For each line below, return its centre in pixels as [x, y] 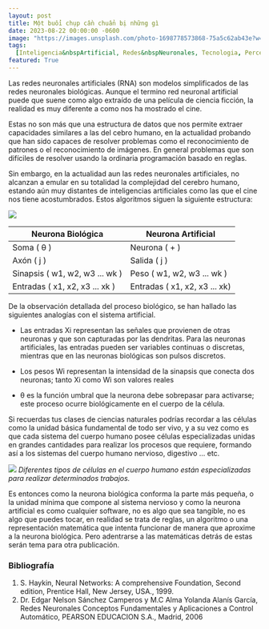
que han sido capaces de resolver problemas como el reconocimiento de [129, 141]
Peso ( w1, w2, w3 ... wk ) [179, 273]
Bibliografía [31, 565]
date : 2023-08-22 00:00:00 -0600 [64, 30]
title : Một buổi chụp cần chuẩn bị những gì [84, 23]
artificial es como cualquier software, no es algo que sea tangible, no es [127, 511]
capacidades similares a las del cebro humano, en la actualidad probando [130, 132]
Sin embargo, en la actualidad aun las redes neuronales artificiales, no [124, 174]
